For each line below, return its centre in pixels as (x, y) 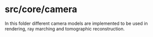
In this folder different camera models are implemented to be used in (76, 23)
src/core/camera (41, 9)
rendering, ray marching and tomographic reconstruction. (65, 28)
